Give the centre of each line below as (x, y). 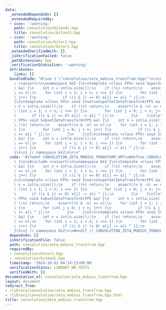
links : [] (24, 74)
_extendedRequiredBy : (32, 19)
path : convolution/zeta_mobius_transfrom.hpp (57, 245)
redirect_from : (21, 286)
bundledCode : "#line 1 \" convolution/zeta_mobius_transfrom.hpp (77, 79)
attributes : (22, 70)
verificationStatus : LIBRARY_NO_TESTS (50, 267)
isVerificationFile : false (37, 240)
